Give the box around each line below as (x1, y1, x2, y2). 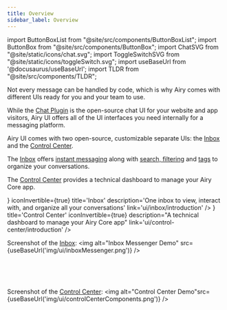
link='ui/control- (129, 218, 175, 226)
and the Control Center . (7, 141, 74, 149)
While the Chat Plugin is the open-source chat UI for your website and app (7, 106, 218, 114)
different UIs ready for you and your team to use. (7, 92, 146, 101)
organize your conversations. (7, 162, 90, 170)
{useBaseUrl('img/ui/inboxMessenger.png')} (7, 246, 133, 254)
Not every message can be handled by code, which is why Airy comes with (7, 85, 220, 94)
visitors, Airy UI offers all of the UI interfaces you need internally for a (7, 113, 204, 121)
